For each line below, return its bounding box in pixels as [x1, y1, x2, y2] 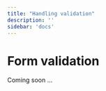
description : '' [7, 17, 54, 24]
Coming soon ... [7, 76, 53, 84]
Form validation [7, 53, 100, 69]
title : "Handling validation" [7, 10, 96, 17]
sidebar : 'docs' [7, 23, 54, 30]
